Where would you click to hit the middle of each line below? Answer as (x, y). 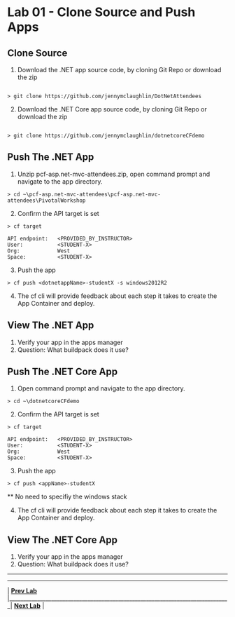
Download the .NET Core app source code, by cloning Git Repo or (112, 109)
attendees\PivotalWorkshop (47, 201)
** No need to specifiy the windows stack (67, 497)
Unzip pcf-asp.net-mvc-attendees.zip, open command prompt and (114, 174)
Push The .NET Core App (62, 372)
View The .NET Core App (62, 540)
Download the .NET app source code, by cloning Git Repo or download (119, 70)
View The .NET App (51, 326)
